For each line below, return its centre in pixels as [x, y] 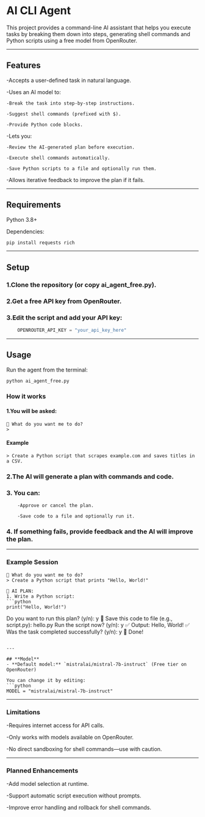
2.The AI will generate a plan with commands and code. [90, 476]
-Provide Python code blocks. [45, 125]
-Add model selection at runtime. [48, 784]
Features [23, 66]
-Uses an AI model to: [34, 92]
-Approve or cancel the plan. [56, 506]
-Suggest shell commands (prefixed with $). [64, 114]
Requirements [34, 205]
